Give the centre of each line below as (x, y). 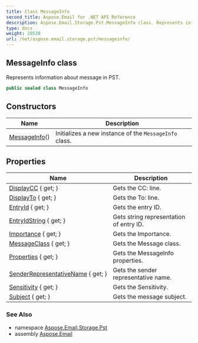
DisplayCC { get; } (34, 188)
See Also (19, 315)
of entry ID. (128, 224)
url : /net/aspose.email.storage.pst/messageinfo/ (68, 39)
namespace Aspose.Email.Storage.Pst (61, 327)
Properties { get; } (33, 257)
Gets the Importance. (142, 234)
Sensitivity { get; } (33, 287)
